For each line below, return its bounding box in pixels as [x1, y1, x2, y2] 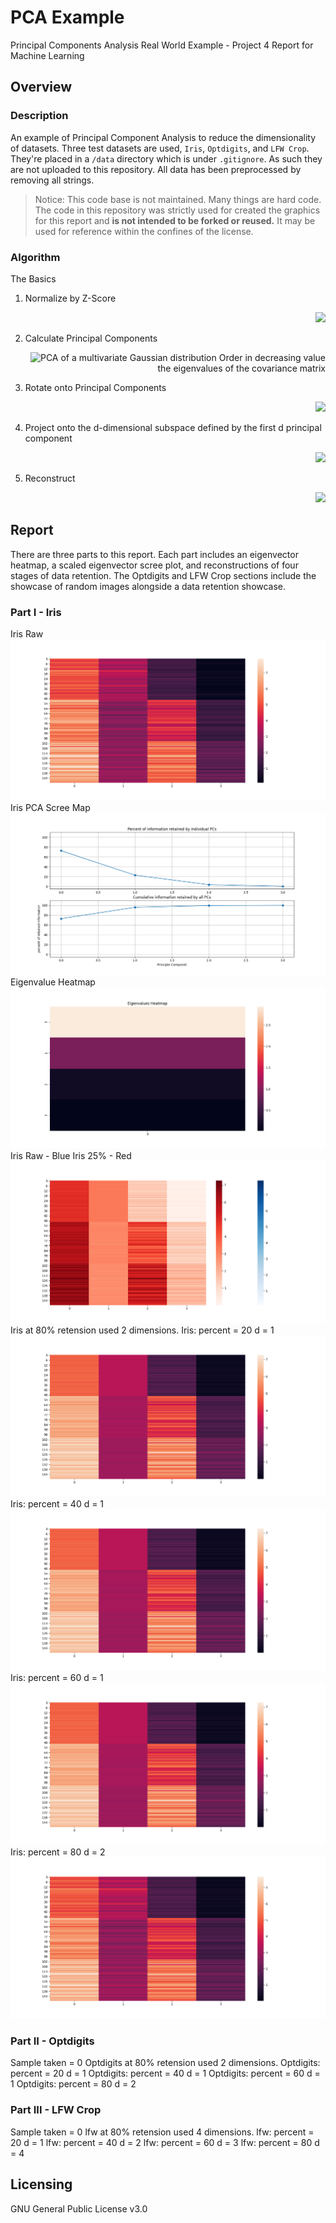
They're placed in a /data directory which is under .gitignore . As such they [10, 152, 323, 165]
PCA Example [10, 6, 125, 29]
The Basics [10, 272, 57, 285]
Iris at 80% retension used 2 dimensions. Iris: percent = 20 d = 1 [10, 1324, 275, 1336]
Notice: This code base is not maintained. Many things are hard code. [34, 193, 322, 205]
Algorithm [10, 250, 61, 264]
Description [10, 109, 69, 123]
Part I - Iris [10, 605, 62, 619]
